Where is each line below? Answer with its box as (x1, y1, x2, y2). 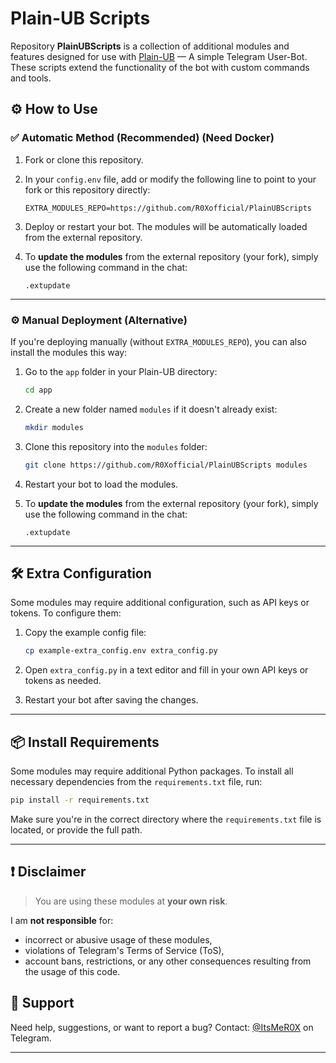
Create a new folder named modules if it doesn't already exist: (24, 403, 278, 415)
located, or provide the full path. (10, 823, 143, 836)
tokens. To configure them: (10, 607, 122, 619)
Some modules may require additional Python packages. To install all (10, 765, 294, 777)
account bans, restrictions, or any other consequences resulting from (24, 955, 312, 967)
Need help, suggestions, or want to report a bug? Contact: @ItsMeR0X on (10, 1021, 314, 1033)
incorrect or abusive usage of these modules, (24, 933, 213, 946)
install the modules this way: (10, 346, 128, 358)
